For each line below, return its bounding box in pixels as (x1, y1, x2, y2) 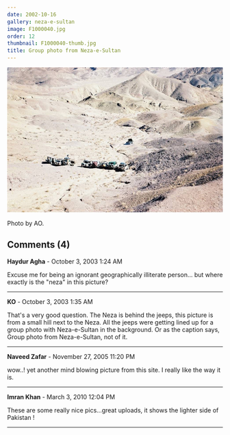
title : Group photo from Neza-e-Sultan (7, 47, 121, 54)
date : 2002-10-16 (7, 11, 57, 18)
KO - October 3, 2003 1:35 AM (7, 297, 94, 305)
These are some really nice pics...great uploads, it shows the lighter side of (7, 405, 219, 414)
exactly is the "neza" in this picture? (7, 278, 109, 286)
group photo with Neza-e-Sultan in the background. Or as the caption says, (7, 325, 220, 333)
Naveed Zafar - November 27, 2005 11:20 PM (7, 352, 136, 360)
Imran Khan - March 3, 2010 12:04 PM (7, 392, 115, 401)
